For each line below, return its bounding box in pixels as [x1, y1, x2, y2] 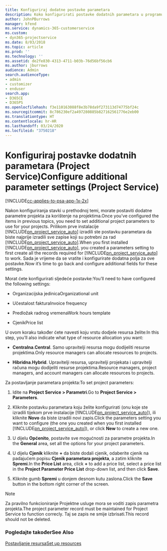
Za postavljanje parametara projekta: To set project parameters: [5, 380, 134, 386]
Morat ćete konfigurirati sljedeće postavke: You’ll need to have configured [5, 276, 156, 282]
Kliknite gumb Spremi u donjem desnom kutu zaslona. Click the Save [12, 476, 153, 482]
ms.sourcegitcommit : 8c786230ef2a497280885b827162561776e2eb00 [5, 109, 139, 115]
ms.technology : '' [5, 53, 43, 59]
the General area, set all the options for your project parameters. [12, 441, 145, 447]
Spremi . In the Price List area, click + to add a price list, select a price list [12, 461, 162, 467]
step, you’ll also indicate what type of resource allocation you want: [5, 335, 143, 341]
